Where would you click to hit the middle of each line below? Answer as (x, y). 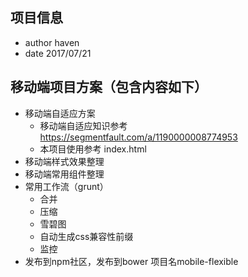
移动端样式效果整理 (64, 161)
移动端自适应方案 (60, 113)
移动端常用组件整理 (64, 174)
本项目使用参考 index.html (93, 149)
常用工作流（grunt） (66, 186)
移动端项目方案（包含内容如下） (109, 87)
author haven (52, 42)
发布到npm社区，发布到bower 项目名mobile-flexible (131, 261)
